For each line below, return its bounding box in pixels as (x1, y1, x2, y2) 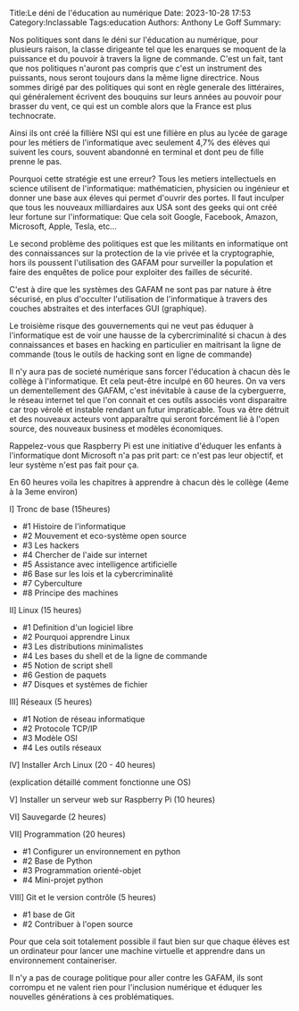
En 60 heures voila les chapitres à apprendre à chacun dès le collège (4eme (9, 477, 289, 487)
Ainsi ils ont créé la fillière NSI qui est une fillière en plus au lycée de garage (9, 128, 288, 138)
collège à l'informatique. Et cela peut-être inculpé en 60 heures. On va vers (9, 375, 286, 386)
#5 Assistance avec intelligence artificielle (21, 559, 178, 569)
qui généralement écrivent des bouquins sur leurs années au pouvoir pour (9, 91, 282, 102)
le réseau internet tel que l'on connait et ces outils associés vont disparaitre (9, 395, 287, 405)
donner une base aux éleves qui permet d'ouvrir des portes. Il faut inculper (9, 192, 285, 203)
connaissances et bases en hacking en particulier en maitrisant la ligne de (9, 340, 281, 350)
